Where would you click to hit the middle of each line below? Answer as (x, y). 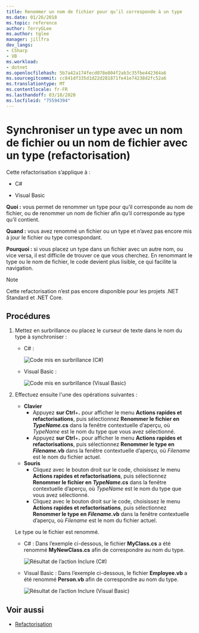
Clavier (33, 406)
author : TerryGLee (29, 28)
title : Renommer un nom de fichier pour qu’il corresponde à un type (94, 12)
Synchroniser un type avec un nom (94, 130)
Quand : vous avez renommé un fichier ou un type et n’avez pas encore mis (99, 231)
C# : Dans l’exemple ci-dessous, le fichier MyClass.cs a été (97, 543)
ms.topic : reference (32, 23)
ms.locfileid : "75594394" (38, 100)
